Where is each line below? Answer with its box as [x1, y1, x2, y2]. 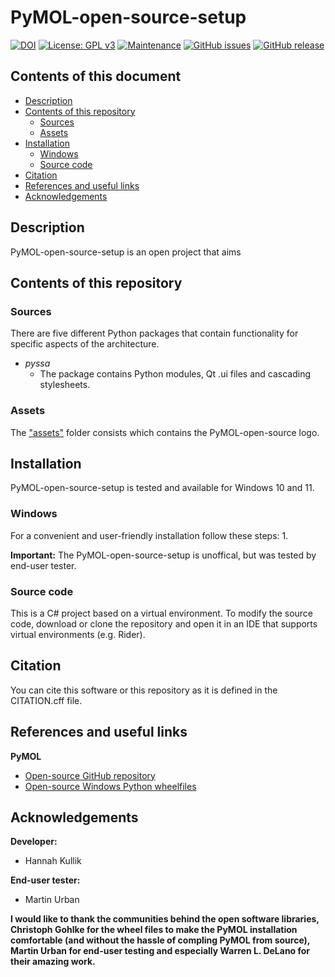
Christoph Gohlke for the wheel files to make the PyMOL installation [10, 924, 298, 936]
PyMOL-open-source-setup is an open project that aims [10, 246, 242, 258]
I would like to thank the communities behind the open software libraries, [10, 913, 320, 925]
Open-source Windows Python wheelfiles [24, 780, 197, 792]
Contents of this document [10, 68, 182, 85]
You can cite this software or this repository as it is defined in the [10, 684, 278, 696]
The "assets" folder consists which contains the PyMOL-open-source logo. [10, 426, 320, 438]
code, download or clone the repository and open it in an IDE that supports [10, 617, 318, 630]
